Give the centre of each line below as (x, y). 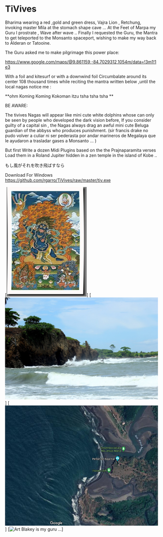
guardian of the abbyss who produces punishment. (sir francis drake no (77, 130)
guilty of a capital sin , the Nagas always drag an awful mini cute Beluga (77, 125)
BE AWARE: (16, 105)
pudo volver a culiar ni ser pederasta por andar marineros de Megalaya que (81, 135)
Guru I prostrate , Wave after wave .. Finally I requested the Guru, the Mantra (81, 33)
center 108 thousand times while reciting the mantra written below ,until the (80, 82)
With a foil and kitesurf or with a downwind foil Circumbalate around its (76, 76)
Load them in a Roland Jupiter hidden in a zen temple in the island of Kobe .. (81, 155)
